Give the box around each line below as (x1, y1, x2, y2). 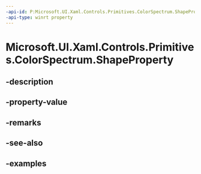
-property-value (5, 97, 68, 107)
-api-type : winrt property (5, 14, 73, 20)
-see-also (5, 138, 43, 148)
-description (5, 77, 53, 87)
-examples (5, 158, 47, 169)
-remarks (5, 118, 41, 128)
